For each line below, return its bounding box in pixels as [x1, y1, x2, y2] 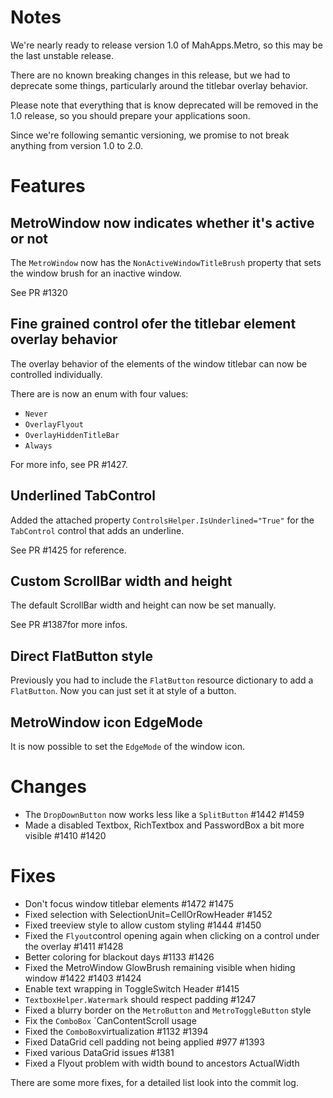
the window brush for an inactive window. [10, 267, 182, 279]
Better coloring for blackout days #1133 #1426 [24, 951, 215, 963]
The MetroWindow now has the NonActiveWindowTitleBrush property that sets [10, 256, 322, 268]
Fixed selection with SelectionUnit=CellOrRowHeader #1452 [24, 908, 273, 920]
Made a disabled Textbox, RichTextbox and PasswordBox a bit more [24, 819, 305, 831]
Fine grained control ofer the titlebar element [10, 316, 297, 333]
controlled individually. [10, 368, 103, 380]
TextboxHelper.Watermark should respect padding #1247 [24, 993, 257, 1005]
